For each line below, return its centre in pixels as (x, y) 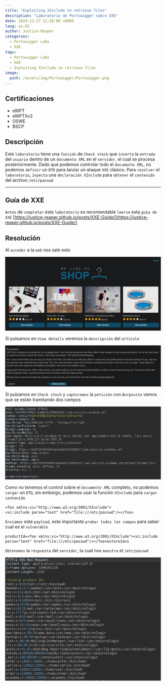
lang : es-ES (17, 26)
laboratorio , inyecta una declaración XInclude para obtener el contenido (80, 175)
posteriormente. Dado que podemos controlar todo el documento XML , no (78, 164)
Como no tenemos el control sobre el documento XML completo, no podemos (82, 487)
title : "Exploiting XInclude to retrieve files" (56, 10)
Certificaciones (30, 99)
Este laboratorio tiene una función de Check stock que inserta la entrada (80, 154)
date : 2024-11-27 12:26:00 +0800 (40, 21)
